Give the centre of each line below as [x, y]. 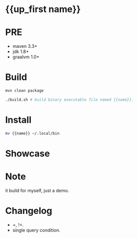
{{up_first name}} [43, 9]
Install [18, 120]
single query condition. [36, 230]
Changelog [29, 211]
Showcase [28, 153]
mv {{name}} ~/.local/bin [32, 133]
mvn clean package [24, 91]
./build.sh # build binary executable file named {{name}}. [70, 100]
